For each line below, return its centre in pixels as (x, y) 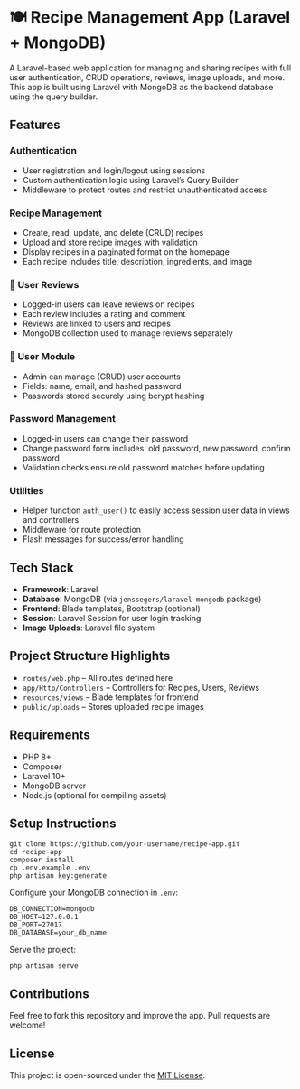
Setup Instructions (63, 823)
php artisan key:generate (58, 876)
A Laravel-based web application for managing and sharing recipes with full (150, 68)
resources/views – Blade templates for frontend (110, 697)
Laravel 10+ (44, 776)
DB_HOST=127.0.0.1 (44, 917)
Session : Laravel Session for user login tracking (112, 618)
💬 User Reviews (44, 284)
